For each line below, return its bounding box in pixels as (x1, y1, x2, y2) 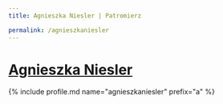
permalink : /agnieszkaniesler (8, 26, 110, 34)
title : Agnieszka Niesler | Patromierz (8, 11, 142, 20)
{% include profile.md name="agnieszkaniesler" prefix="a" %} (8, 87, 215, 97)
